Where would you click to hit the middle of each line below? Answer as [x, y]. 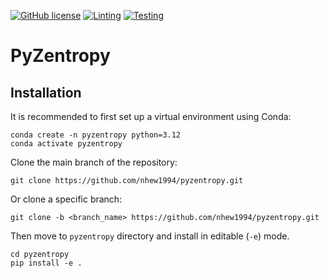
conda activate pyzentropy [66, 144]
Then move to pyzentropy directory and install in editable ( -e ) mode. [150, 236]
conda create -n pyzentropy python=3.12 [96, 135]
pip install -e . [46, 263]
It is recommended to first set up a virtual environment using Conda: [151, 116]
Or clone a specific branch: [66, 199]
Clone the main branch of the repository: [94, 162]
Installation [46, 92]
